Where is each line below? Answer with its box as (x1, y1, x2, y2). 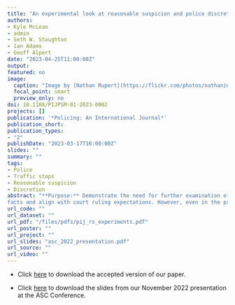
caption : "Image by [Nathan (13, 82, 96, 89)
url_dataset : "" (7, 212, 55, 219)
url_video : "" (7, 251, 49, 258)
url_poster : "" (7, 225, 52, 232)
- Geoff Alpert (7, 50, 52, 57)
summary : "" (7, 153, 42, 161)
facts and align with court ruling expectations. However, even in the (7, 199, 220, 206)
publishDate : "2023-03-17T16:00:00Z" (7, 141, 117, 148)
